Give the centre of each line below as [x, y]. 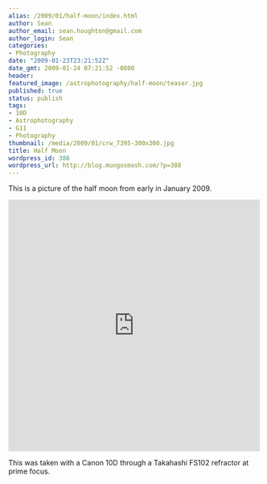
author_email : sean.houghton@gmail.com [75, 31]
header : [21, 76]
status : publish [35, 98]
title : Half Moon [37, 151]
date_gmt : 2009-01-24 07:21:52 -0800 [72, 68]
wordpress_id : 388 [39, 158]
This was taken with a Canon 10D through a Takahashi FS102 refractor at [129, 463]
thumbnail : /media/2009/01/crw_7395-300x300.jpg [91, 143]
